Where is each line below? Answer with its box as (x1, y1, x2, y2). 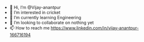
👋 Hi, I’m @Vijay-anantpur (9, 5, 61, 10)
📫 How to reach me (9, 25, 50, 31)
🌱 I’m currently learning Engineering (9, 15, 81, 20)
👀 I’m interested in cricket (9, 10, 60, 15)
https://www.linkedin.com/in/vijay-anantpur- (50, 25, 139, 31)
